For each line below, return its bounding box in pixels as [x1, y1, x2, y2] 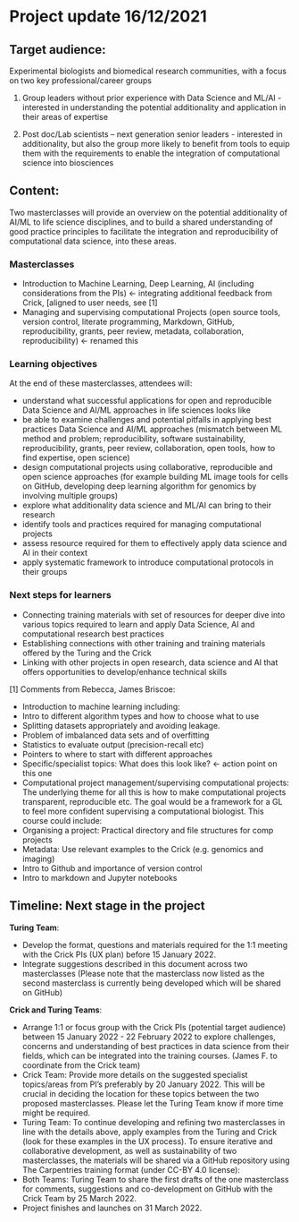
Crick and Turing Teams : [9, 1004, 103, 1015]
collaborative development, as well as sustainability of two [21, 1145, 237, 1156]
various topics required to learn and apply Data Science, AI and [21, 619, 255, 629]
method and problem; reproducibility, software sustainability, [21, 433, 246, 444]
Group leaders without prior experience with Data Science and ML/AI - [21, 92, 282, 103]
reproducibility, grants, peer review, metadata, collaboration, [21, 326, 245, 337]
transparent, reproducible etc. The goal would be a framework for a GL [21, 796, 283, 807]
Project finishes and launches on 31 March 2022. [21, 1202, 203, 1213]
